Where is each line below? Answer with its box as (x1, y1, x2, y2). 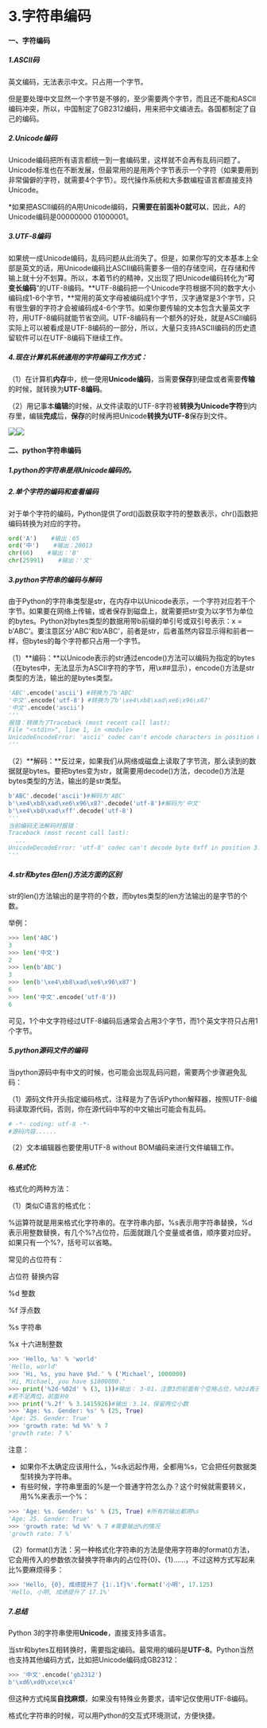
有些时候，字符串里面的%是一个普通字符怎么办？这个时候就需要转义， (19, 1481, 250, 1491)
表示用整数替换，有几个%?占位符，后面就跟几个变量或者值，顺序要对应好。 (8, 1228, 256, 1237)
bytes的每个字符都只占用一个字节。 (29, 637, 145, 646)
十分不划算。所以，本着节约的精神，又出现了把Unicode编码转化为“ (29, 272, 248, 283)
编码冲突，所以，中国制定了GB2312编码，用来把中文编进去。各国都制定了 (8, 104, 250, 113)
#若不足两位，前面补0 (8, 1392, 69, 1401)
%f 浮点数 (8, 1306, 41, 1315)
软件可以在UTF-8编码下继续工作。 (14, 332, 127, 343)
